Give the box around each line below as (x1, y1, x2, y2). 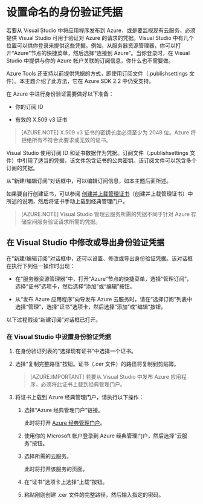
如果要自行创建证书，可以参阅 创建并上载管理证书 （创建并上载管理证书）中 (6, 190, 193, 197)
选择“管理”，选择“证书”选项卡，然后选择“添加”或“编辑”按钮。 (14, 303, 167, 310)
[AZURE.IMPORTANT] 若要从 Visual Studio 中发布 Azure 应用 (30, 373, 181, 381)
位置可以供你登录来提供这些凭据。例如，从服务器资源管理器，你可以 (6, 42, 176, 49)
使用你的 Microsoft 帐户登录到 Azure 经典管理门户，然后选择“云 (24, 432, 182, 439)
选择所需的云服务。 (24, 453, 72, 460)
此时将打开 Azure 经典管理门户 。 (24, 419, 106, 427)
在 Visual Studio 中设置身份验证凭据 (6, 332, 111, 341)
